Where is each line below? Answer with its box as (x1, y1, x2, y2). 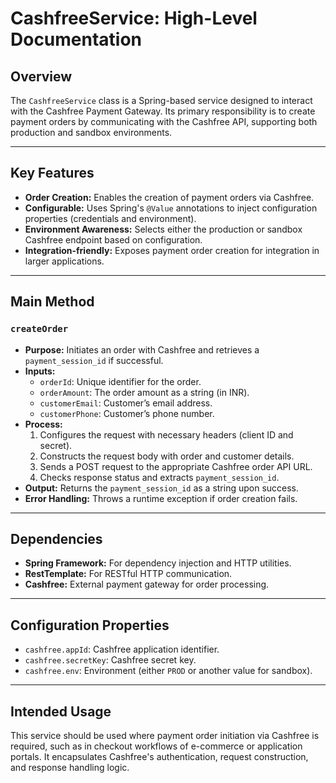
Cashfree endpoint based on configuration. (24, 233, 203, 246)
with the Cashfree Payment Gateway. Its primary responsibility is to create (10, 105, 316, 117)
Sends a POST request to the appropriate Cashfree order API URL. (39, 460, 313, 472)
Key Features (10, 165, 95, 182)
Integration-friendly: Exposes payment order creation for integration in (24, 244, 320, 256)
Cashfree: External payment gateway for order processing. (24, 578, 270, 591)
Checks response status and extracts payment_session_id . (39, 471, 280, 483)
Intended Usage (10, 703, 112, 720)
